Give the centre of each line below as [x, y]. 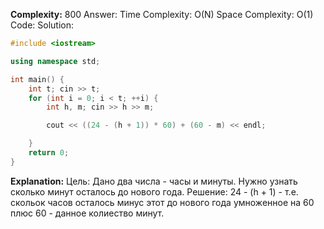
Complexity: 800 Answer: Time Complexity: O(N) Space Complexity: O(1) [162, 14]
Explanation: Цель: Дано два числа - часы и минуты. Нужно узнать [154, 181]
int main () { [37, 79]
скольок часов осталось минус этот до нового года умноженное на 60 [162, 202]
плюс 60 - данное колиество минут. [87, 213]
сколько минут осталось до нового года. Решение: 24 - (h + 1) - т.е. [154, 191]
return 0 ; [49, 153]
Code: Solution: [42, 25]
